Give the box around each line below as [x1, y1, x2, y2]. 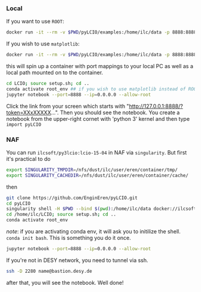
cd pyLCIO [6, 200, 31, 206]
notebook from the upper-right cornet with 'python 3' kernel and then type [6, 115, 190, 122]
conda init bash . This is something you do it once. [6, 235, 132, 242]
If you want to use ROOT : [6, 18, 65, 25]
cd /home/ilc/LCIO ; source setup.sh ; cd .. [6, 211, 117, 218]
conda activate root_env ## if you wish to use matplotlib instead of [6, 86, 186, 92]
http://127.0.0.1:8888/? [129, 102, 184, 109]
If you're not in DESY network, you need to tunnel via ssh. [6, 256, 148, 264]
